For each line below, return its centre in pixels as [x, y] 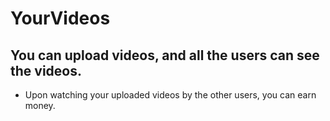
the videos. [46, 70]
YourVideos [60, 18]
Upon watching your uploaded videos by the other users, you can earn [170, 95]
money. [40, 105]
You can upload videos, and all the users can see [165, 55]
